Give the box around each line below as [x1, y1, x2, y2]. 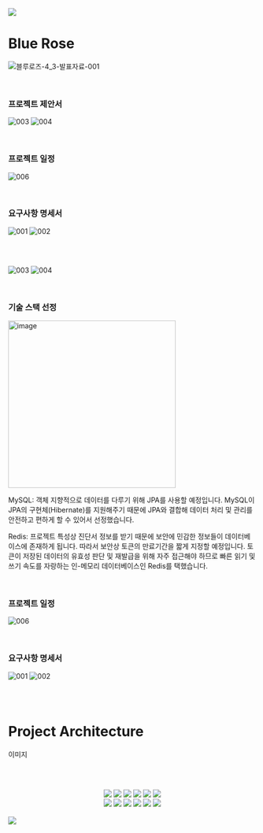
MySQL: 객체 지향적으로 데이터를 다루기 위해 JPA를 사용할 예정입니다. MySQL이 [8, 495, 255, 505]
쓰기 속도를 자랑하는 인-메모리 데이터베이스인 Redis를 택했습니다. [8, 561, 209, 571]
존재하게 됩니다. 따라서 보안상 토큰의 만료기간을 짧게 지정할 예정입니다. [28, 542, 246, 551]
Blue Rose [8, 35, 75, 53]
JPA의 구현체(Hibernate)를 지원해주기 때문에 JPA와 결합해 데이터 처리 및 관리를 [8, 505, 254, 515]
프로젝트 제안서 [8, 98, 63, 109]
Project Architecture [8, 722, 144, 740]
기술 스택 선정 [8, 302, 57, 313]
